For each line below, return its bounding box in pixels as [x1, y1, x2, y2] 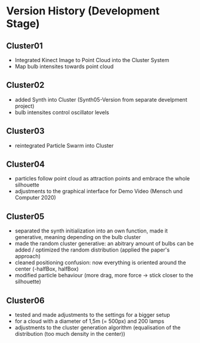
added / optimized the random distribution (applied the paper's [14, 246, 170, 253]
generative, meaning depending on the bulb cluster [14, 234, 141, 241]
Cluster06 [6, 295, 45, 305]
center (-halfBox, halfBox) [14, 265, 79, 272]
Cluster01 [6, 41, 43, 51]
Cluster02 [6, 80, 45, 90]
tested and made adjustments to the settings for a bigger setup [14, 311, 170, 318]
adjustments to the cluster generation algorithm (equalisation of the [14, 324, 181, 331]
